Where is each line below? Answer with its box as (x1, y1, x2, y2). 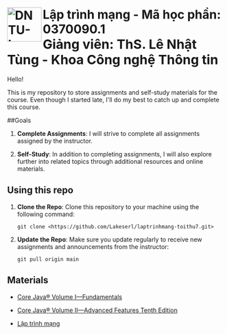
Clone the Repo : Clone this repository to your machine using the (16, 202, 200, 211)
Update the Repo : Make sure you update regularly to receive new (16, 235, 202, 243)
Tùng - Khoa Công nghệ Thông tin (7, 51, 219, 68)
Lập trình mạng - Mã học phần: (43, 7, 222, 23)
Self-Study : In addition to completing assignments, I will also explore (16, 150, 213, 158)
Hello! (7, 75, 24, 83)
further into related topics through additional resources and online (16, 157, 204, 165)
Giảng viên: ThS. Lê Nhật (43, 36, 198, 53)
